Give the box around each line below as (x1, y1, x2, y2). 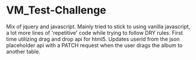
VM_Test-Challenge (6, 4, 107, 17)
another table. (6, 48, 40, 55)
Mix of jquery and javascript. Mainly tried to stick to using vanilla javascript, (6, 23, 191, 30)
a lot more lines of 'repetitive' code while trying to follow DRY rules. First (6, 29, 183, 36)
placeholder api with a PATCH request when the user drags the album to (6, 42, 183, 49)
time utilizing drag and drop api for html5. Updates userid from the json (6, 35, 180, 42)
